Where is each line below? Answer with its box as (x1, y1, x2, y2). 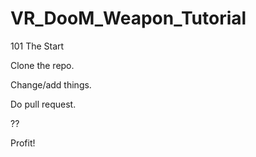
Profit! (10, 137, 36, 149)
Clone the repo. (10, 59, 75, 71)
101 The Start (10, 40, 65, 52)
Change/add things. (10, 78, 92, 91)
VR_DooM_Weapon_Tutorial (10, 7, 247, 30)
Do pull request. (10, 98, 77, 110)
